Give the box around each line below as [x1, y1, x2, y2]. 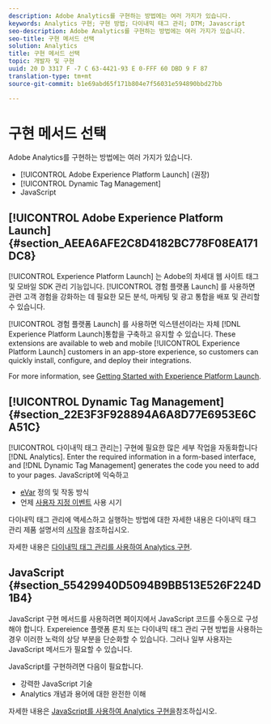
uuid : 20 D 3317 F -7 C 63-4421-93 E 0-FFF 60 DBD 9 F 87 [8, 65, 208, 73]
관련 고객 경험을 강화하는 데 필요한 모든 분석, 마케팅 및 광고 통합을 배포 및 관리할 [8, 292, 260, 302]
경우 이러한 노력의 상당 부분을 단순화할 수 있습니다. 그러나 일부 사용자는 [8, 634, 233, 644]
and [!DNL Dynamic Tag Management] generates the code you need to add [8, 461, 260, 470]
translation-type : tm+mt [8, 72, 92, 80]
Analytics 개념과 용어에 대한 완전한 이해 [19, 688, 146, 698]
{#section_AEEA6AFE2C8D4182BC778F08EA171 [8, 236, 259, 250]
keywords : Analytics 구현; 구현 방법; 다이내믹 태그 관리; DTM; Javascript [8, 19, 246, 28]
